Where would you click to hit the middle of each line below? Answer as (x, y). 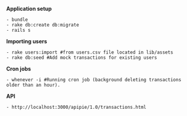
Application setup (29, 9)
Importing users (27, 41)
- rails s (19, 30)
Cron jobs (19, 69)
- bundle (17, 20)
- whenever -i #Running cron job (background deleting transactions (94, 80)
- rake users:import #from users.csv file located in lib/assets (90, 52)
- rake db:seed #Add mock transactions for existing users (82, 58)
